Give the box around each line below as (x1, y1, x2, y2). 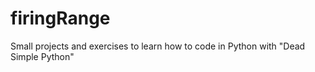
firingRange (10, 7, 111, 30)
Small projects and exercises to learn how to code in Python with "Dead (10, 40, 306, 52)
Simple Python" (10, 50, 75, 62)
